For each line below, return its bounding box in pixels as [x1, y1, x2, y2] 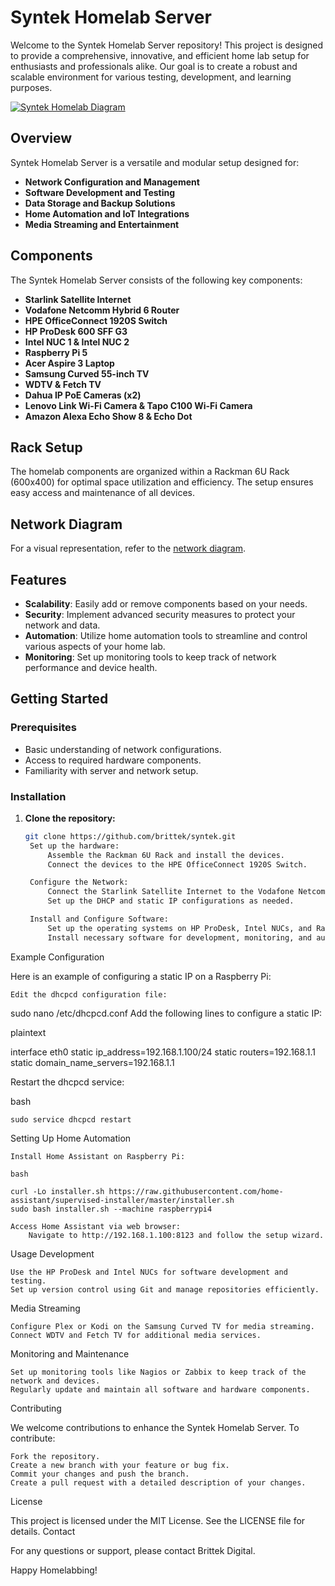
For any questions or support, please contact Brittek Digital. [10, 1544, 256, 1556]
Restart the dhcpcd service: [10, 1076, 125, 1088]
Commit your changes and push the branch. [10, 1469, 190, 1479]
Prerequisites [10, 721, 77, 735]
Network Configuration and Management [24, 176, 200, 188]
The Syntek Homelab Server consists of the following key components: [10, 274, 303, 286]
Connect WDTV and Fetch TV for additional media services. [10, 1330, 262, 1340]
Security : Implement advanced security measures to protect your [24, 609, 296, 620]
